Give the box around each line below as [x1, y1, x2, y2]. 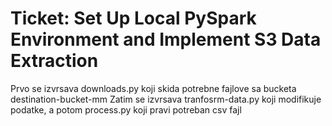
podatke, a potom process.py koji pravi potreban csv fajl [10, 103, 242, 116]
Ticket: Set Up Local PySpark [10, 7, 257, 30]
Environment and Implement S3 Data [10, 28, 322, 51]
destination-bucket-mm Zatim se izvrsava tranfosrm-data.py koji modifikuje [10, 93, 322, 105]
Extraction [10, 50, 99, 72]
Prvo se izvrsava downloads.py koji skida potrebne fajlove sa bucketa [10, 82, 297, 94]
